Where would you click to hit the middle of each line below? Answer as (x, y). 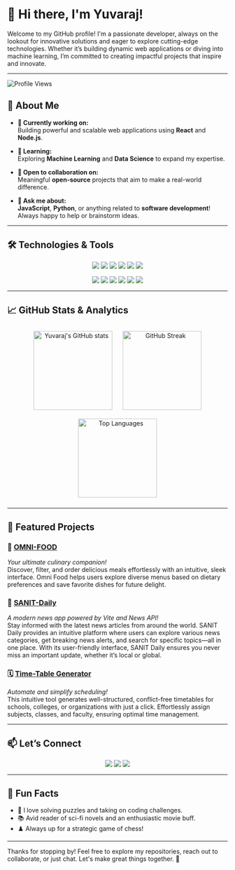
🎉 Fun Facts (33, 793)
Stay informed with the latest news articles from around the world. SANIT (113, 625)
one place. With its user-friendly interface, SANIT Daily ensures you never (114, 648)
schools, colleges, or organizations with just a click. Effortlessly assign (109, 707)
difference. (33, 187)
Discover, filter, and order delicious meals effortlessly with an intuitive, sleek (117, 570)
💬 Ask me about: (42, 200)
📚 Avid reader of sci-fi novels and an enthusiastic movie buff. (106, 818)
